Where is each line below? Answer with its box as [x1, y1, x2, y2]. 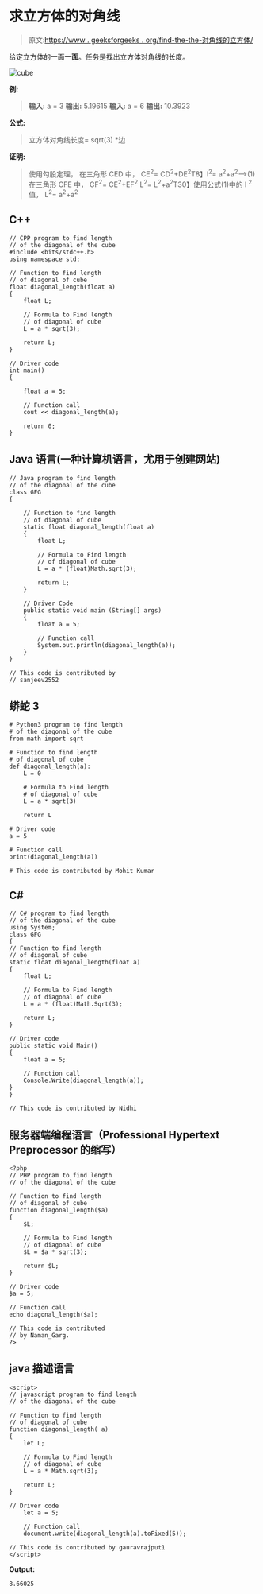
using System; [9, 924, 56, 932]
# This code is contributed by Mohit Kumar [9, 867, 155, 875]
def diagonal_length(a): [9, 762, 91, 771]
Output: [9, 1564, 35, 1574]
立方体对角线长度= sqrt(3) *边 [28, 134, 126, 144]
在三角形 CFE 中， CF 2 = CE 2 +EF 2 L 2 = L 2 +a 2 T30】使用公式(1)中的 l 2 [28, 178, 253, 189]
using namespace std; [9, 255, 81, 263]
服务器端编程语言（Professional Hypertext [9, 1128, 220, 1142]
